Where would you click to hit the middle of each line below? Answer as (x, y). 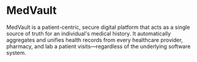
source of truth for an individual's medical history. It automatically (89, 33)
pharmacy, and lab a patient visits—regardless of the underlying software (99, 46)
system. (16, 52)
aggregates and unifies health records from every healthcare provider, (95, 40)
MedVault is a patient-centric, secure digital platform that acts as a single (98, 27)
